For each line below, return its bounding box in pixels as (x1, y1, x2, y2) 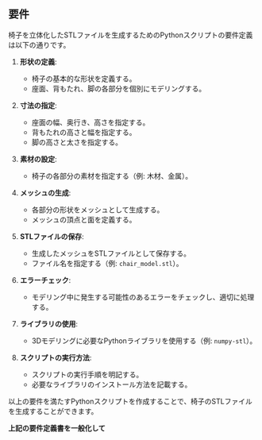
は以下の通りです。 (8, 40, 71, 49)
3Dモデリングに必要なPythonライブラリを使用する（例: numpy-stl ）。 (31, 336, 257, 345)
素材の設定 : (19, 154, 57, 164)
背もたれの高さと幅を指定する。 (31, 127, 137, 137)
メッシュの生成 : (19, 187, 71, 197)
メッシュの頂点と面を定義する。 (31, 214, 137, 224)
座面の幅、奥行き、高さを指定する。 (31, 118, 150, 127)
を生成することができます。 (8, 406, 98, 415)
